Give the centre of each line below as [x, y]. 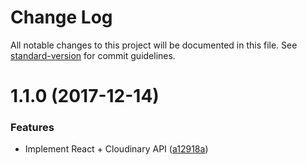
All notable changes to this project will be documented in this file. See [154, 45]
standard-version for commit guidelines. [93, 55]
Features [32, 128]
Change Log [61, 17]
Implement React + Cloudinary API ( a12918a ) [116, 149]
